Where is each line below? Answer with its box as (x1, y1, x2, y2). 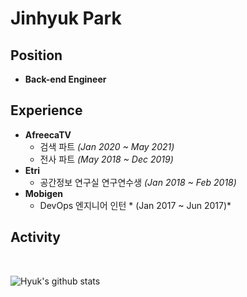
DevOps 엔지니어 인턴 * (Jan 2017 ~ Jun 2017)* (39, 199, 232, 211)
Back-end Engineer (24, 73, 107, 85)
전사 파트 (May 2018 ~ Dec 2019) (39, 153, 174, 165)
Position (10, 47, 63, 64)
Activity (10, 229, 62, 246)
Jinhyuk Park (10, 7, 122, 30)
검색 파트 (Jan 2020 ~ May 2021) (39, 140, 175, 152)
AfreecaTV (24, 128, 72, 141)
